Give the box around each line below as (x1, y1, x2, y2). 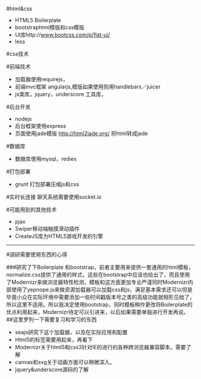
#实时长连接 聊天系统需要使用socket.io (6, 194, 102, 200)
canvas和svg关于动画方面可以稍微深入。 (14, 359, 115, 365)
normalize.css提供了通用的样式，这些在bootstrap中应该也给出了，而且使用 (6, 271, 190, 278)
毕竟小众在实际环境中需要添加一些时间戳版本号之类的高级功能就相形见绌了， (6, 294, 195, 301)
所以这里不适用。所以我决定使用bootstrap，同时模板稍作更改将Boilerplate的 (6, 301, 193, 308)
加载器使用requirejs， (14, 76, 69, 82)
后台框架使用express (14, 123, 66, 129)
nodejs (14, 115, 32, 122)
